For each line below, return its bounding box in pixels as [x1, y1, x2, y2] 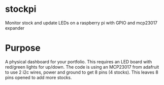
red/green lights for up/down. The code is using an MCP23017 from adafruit [5, 64, 159, 70]
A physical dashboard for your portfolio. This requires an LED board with [5, 58, 152, 65]
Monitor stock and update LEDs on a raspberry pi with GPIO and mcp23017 [5, 20, 158, 26]
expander [5, 25, 25, 31]
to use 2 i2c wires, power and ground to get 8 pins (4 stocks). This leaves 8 [5, 69, 159, 75]
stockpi [5, 3, 36, 15]
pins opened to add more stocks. [5, 74, 72, 80]
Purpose [5, 42, 41, 54]
